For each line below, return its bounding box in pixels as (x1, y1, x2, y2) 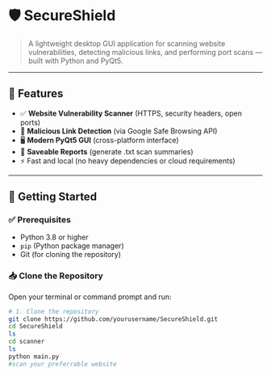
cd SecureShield (8, 323, 63, 331)
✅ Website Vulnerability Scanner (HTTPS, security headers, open (19, 108, 242, 118)
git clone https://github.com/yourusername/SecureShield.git (8, 315, 219, 323)
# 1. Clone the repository (8, 307, 99, 315)
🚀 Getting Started (8, 190, 98, 204)
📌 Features (8, 87, 64, 101)
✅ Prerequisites (8, 214, 71, 226)
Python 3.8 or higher (19, 232, 89, 243)
